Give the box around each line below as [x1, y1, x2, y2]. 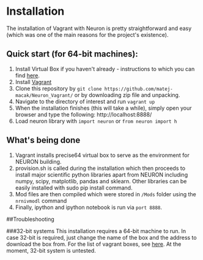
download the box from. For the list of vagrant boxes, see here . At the [6, 240, 182, 248]
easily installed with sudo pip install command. [15, 184, 133, 191]
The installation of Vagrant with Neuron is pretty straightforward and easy [6, 25, 192, 32]
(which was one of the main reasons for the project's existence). [6, 31, 169, 38]
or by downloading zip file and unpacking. [74, 91, 180, 99]
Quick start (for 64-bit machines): [6, 49, 139, 59]
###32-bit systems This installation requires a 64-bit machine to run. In [6, 227, 186, 234]
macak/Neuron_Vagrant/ [15, 92, 73, 99]
